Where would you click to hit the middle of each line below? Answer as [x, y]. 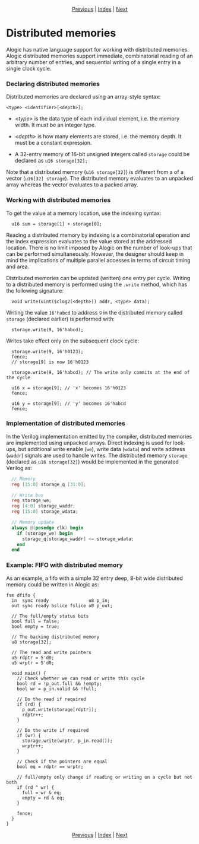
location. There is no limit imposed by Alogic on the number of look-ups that [99, 248]
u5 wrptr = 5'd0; [33, 663]
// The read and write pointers [52, 652]
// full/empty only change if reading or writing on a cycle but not [105, 777]
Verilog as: [19, 468]
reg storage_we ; [31, 501]
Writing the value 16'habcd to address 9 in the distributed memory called [94, 312]
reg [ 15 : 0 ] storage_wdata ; [45, 512]
